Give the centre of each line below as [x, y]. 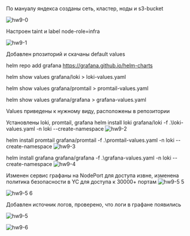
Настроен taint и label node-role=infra [53, 31]
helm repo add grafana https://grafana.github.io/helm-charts [79, 65]
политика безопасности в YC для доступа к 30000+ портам [81, 182]
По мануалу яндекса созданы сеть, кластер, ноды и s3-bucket [85, 9]
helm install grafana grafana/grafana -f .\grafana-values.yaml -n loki [89, 158]
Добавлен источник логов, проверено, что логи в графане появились [94, 205]
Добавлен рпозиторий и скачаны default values [66, 54]
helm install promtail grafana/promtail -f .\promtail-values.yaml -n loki [90, 140]
